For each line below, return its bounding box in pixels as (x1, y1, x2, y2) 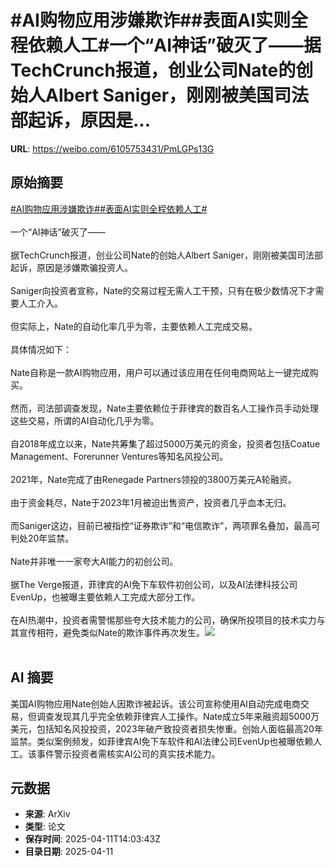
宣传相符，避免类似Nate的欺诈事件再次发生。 (18, 626, 206, 638)
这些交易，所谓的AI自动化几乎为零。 (10, 414, 160, 426)
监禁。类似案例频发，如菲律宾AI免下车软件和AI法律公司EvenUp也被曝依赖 (10, 735, 314, 747)
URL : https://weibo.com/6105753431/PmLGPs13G (10, 142, 215, 155)
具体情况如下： (10, 343, 72, 355)
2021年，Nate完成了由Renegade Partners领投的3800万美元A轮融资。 (10, 473, 297, 485)
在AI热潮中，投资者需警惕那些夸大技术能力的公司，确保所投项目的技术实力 (10, 614, 317, 626)
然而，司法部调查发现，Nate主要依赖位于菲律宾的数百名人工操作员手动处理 (10, 402, 320, 414)
